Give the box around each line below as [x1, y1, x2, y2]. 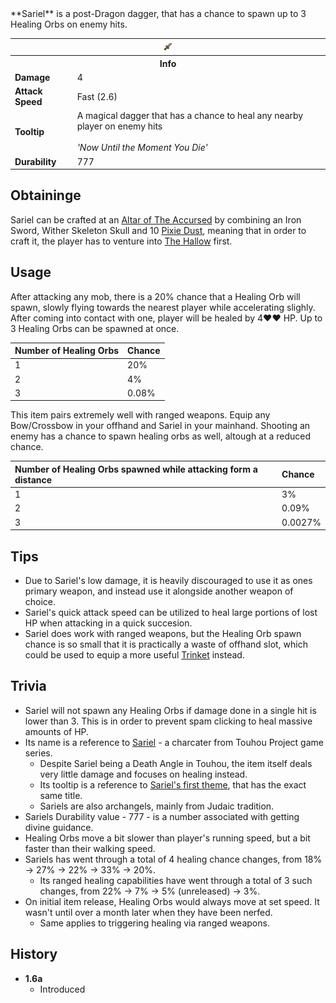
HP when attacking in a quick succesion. [24, 617, 193, 629]
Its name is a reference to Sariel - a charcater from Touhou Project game [24, 736, 324, 748]
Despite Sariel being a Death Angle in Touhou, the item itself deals [39, 757, 313, 769]
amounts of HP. [24, 725, 90, 737]
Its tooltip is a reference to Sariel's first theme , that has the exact [39, 778, 307, 791]
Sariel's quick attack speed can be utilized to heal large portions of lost [24, 606, 318, 618]
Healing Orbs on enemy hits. [10, 18, 128, 30]
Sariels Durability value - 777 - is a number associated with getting [24, 810, 300, 822]
